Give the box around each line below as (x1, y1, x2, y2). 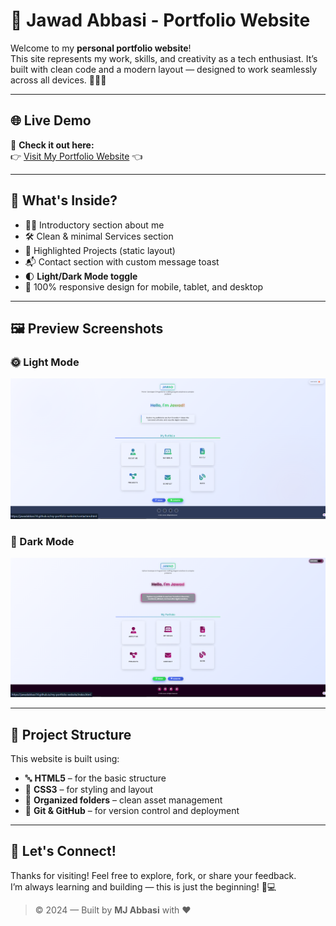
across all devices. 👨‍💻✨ (10, 74, 107, 86)
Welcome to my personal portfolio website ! (10, 42, 192, 54)
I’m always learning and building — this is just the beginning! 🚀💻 (10, 880, 277, 893)
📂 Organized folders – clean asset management (24, 794, 223, 806)
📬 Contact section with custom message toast (24, 255, 220, 268)
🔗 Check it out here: (10, 139, 95, 151)
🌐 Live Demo (10, 112, 92, 129)
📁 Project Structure (10, 726, 132, 743)
